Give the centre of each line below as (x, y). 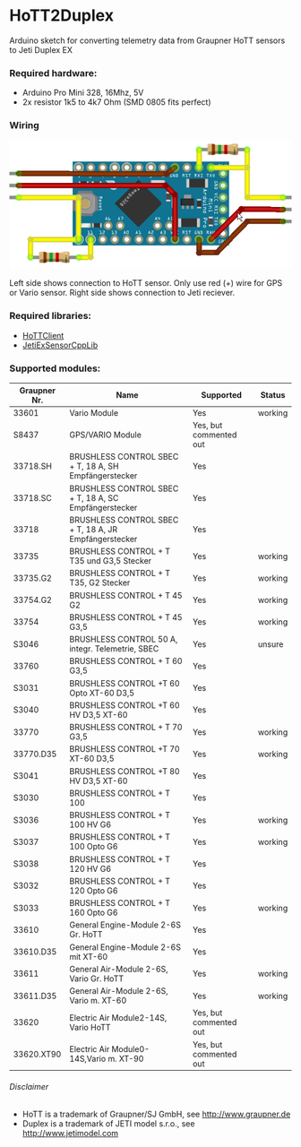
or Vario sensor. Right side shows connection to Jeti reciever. (122, 293)
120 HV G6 (90, 868)
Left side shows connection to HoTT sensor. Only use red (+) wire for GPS (146, 283)
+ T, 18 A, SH (94, 466)
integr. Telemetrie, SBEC (114, 649)
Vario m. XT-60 (98, 1001)
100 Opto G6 (94, 847)
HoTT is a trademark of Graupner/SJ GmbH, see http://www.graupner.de (156, 1114)
